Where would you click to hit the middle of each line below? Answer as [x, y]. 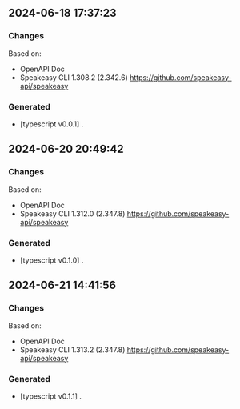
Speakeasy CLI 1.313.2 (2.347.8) [72, 349]
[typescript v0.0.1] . [52, 124]
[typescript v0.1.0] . [52, 260]
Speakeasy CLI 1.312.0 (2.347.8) [72, 213]
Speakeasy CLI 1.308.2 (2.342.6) [74, 77]
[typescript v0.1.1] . [51, 396]
